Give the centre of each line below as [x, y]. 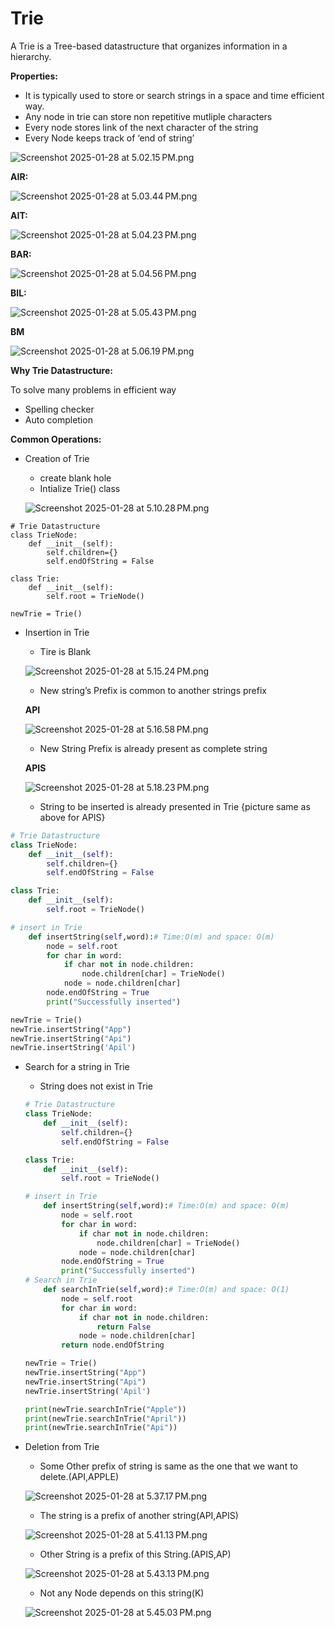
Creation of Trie [57, 458]
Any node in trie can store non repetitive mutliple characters [148, 116]
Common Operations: [56, 439]
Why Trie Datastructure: [61, 370]
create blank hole [75, 478]
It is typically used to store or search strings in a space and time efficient [174, 95]
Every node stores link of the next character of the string [141, 127]
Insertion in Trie [57, 632]
